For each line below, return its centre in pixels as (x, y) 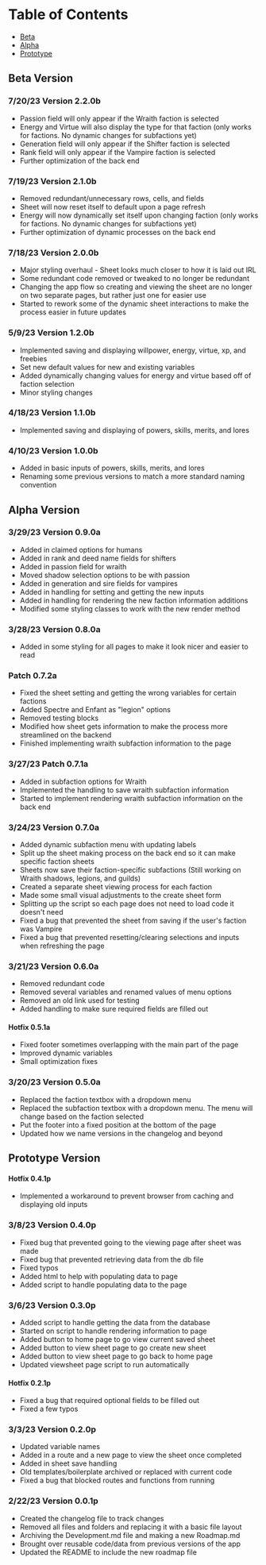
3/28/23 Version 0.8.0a (54, 629)
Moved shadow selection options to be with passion (105, 575)
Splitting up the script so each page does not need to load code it (127, 904)
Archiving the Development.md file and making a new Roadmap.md (130, 1535)
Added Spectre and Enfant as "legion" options (95, 710)
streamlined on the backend (66, 735)
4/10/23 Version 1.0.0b (53, 450)
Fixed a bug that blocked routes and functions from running (117, 1480)
